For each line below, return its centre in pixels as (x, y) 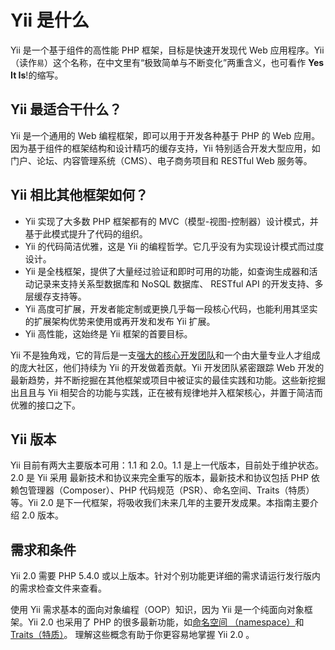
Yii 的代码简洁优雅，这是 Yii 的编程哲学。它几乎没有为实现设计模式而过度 (174, 246)
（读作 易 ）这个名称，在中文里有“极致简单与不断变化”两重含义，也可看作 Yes (167, 62)
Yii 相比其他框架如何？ (79, 195)
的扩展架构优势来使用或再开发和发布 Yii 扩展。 (120, 321)
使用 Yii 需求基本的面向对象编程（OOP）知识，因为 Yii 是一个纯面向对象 (157, 610)
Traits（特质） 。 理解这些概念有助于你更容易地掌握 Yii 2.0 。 (132, 635)
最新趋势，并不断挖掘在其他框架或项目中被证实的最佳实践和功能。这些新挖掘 (168, 380)
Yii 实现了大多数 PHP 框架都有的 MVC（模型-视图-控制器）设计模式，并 (171, 221)
